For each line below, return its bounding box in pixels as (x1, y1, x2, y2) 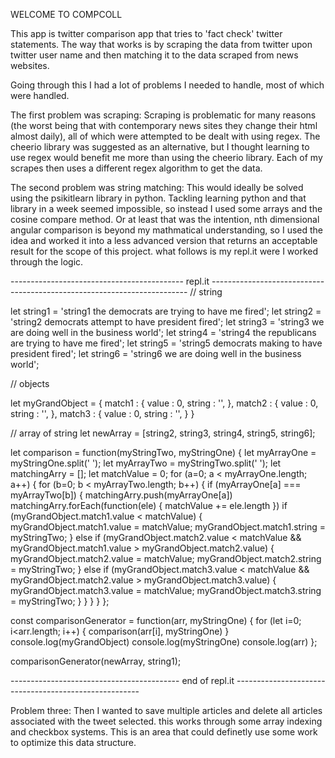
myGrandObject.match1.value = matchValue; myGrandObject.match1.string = (10, 521, 327, 533)
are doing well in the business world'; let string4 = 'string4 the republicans (10, 327, 317, 338)
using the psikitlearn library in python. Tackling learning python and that (10, 192, 307, 204)
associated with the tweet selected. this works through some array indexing (10, 715, 323, 727)
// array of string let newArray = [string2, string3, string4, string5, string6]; (10, 427, 316, 439)
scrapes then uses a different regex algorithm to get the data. (10, 162, 263, 174)
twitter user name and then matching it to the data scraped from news (10, 49, 299, 61)
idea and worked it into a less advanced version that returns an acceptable (10, 235, 318, 246)
